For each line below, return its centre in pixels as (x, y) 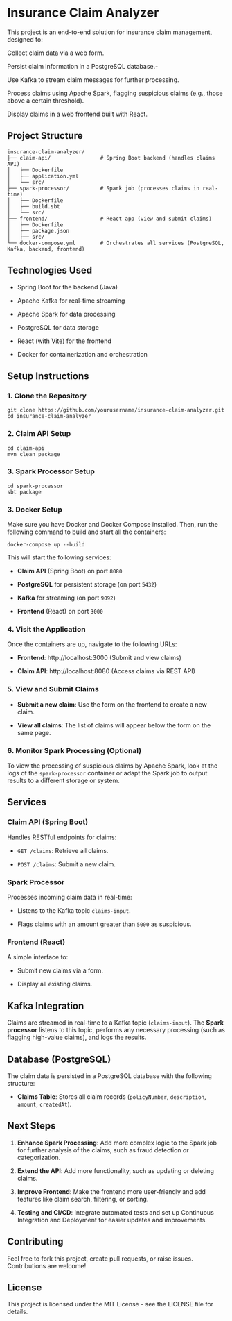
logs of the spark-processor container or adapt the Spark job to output (107, 773)
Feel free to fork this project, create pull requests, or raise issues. (100, 1259)
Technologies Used (50, 270)
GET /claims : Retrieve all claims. (63, 850)
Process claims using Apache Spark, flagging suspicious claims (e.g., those (115, 93)
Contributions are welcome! (47, 1265)
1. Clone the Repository (47, 396)
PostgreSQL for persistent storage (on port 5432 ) (87, 584)
